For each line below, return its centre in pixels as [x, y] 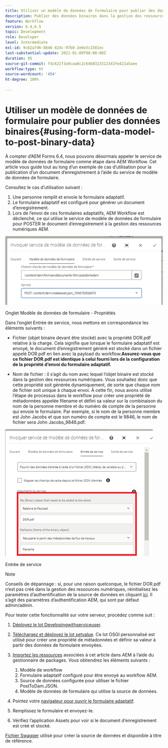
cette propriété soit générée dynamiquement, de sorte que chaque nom [86, 385]
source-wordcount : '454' [31, 74]
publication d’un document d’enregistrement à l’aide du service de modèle [81, 172]
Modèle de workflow [41, 670]
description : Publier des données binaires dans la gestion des [73, 16]
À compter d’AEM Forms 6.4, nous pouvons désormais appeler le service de [83, 156]
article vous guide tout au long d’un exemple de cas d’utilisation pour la [78, 167]
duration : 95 [19, 58]
